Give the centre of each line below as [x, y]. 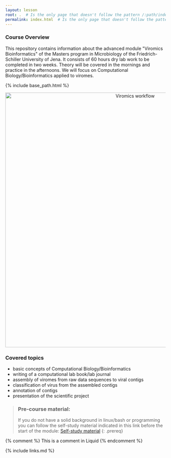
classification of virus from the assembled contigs [65, 385]
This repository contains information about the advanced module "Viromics [84, 48]
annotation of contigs [35, 390]
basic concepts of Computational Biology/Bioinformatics [72, 369]
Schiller [13, 59]
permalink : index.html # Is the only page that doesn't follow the [79, 19]
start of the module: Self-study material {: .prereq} [70, 431]
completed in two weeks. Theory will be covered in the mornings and [78, 65]
